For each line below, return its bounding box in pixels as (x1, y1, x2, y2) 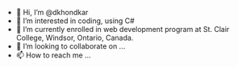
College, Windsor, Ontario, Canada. (15, 33, 134, 42)
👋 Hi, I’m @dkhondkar (15, 8, 89, 17)
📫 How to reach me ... (15, 50, 91, 60)
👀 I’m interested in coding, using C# (15, 16, 135, 26)
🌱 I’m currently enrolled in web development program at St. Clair (15, 25, 230, 33)
